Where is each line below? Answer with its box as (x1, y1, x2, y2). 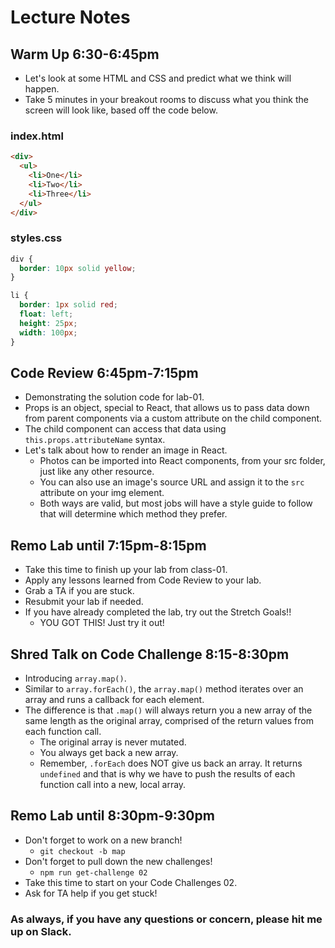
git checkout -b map (39, 846, 126, 856)
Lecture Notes (10, 6, 131, 29)
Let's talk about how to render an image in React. (24, 444, 228, 456)
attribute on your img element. (39, 487, 165, 499)
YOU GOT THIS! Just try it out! (39, 617, 165, 629)
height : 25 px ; (19, 318, 78, 328)
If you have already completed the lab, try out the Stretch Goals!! (24, 606, 292, 618)
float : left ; (19, 309, 74, 320)
